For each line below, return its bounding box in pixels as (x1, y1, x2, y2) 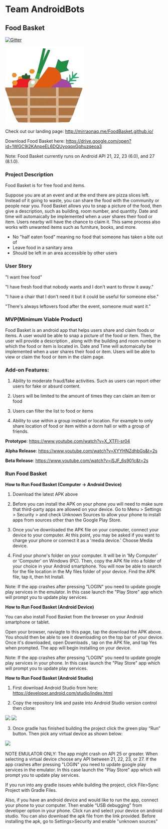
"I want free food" (5, 274, 43, 280)
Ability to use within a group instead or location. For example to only (12, 418, 153, 424)
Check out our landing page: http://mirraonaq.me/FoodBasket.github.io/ (5, 128, 154, 134)
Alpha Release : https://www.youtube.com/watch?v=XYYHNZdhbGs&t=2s (5, 448, 158, 454)
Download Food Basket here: (5, 138, 65, 144)
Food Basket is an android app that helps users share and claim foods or (5, 327, 154, 333)
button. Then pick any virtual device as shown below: (12, 730, 123, 737)
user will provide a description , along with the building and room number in (5, 338, 161, 344)
